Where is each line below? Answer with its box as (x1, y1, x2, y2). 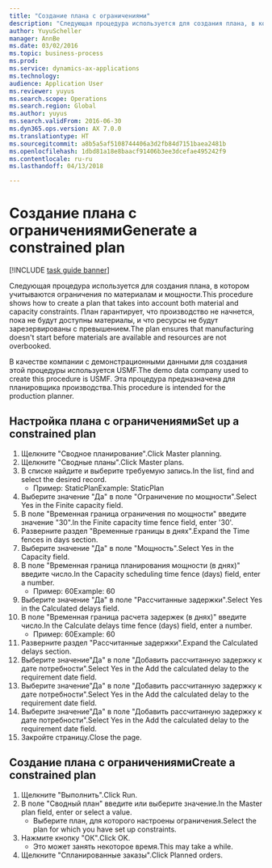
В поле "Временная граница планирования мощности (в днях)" (20, 560, 241, 570)
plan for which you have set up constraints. (32, 824, 177, 834)
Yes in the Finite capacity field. (20, 500, 123, 510)
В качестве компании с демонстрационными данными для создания (9, 357, 248, 366)
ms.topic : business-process (9, 49, 104, 57)
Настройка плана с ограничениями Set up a (9, 414, 240, 429)
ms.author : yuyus (9, 110, 68, 118)
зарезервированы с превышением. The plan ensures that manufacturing (9, 324, 254, 334)
